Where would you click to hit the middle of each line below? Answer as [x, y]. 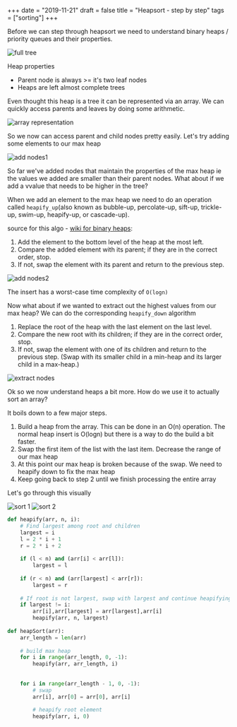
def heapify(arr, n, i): [44, 519]
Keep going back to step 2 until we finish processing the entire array [117, 479]
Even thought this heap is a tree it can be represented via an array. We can [116, 101]
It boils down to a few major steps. [57, 413]
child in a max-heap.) [48, 364]
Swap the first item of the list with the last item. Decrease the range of [119, 449]
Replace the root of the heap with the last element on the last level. [115, 327]
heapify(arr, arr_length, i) [75, 664]
